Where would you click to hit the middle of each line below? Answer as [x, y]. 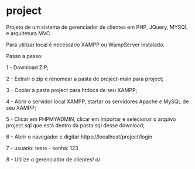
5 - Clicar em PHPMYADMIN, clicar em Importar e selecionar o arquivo [91, 119]
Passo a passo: [24, 56]
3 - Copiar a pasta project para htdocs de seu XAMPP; [72, 90]
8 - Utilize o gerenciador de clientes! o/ [53, 159]
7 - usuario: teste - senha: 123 [42, 148]
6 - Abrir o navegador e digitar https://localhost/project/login [79, 137]
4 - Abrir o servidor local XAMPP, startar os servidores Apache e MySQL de [97, 102]
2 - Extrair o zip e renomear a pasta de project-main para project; [85, 79]
